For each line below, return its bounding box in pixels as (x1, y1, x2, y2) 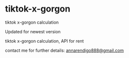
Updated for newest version (5, 29, 61, 34)
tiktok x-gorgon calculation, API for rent (5, 38, 84, 44)
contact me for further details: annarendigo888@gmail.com (5, 47, 124, 53)
